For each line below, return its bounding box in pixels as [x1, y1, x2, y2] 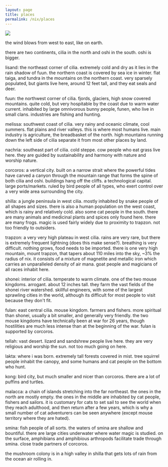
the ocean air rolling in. [5, 456, 53, 462]
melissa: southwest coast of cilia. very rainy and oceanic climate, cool [5, 121, 149, 127]
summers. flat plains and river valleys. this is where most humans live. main [5, 126, 161, 133]
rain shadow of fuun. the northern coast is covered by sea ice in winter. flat [5, 70, 160, 76]
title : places [5, 12, 35, 17]
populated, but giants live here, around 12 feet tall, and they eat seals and [5, 81, 156, 87]
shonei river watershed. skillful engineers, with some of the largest [5, 287, 143, 293]
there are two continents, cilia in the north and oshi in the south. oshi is [5, 50, 151, 56]
